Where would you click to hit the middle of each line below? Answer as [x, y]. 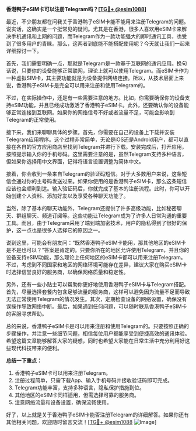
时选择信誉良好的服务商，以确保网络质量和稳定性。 [67, 272]
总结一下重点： [24, 360]
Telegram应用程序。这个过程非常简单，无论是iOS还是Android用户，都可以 [95, 139]
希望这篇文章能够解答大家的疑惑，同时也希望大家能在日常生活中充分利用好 [95, 341]
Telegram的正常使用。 [33, 120]
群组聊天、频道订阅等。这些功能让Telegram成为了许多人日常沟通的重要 [101, 215]
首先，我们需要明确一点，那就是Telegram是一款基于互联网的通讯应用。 [91, 63]
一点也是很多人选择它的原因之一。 [62, 230]
